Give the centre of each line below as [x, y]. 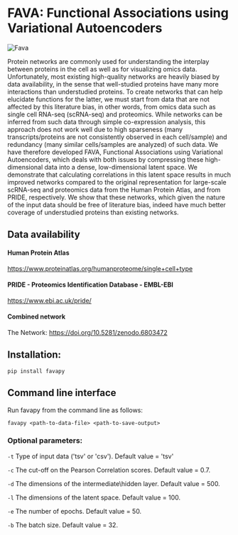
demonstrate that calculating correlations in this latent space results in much [119, 175]
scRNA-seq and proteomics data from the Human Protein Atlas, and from [114, 189]
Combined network [37, 316]
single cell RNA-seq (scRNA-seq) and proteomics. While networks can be [115, 114]
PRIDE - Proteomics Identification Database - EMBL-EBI [91, 285]
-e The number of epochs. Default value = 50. [75, 511]
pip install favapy [36, 371]
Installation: [34, 355]
